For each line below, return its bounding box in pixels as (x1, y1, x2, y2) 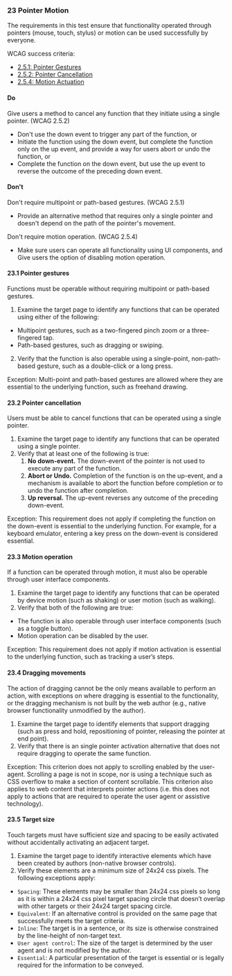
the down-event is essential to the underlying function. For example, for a (7, 522, 217, 530)
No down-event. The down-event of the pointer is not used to (27, 457, 206, 465)
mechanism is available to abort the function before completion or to (27, 479, 223, 487)
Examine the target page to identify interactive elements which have (17, 851, 212, 859)
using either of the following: (17, 312, 99, 321)
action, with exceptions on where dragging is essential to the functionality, (7, 691, 220, 700)
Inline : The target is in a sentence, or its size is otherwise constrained (17, 924, 219, 932)
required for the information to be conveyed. (17, 961, 144, 969)
